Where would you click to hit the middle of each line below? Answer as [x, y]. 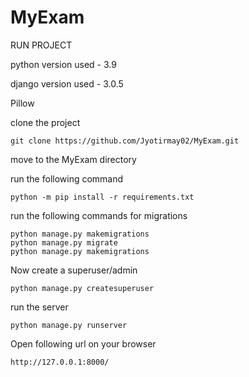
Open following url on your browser [83, 343]
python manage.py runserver [69, 325]
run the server [39, 307]
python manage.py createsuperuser [82, 288]
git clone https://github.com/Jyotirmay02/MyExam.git [125, 141]
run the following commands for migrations [99, 215]
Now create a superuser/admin [74, 270]
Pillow [22, 103]
